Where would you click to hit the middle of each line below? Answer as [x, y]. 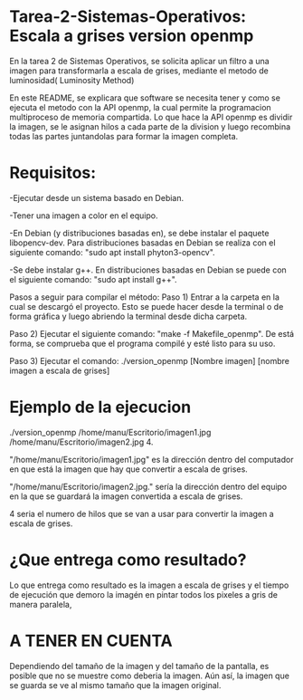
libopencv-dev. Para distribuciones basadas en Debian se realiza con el [142, 243]
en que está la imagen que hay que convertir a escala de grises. [129, 469]
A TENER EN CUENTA [91, 641]
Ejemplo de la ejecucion [100, 407]
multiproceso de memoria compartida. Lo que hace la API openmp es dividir [151, 117]
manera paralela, [41, 604]
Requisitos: [53, 173]
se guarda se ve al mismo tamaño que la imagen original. [115, 685]
